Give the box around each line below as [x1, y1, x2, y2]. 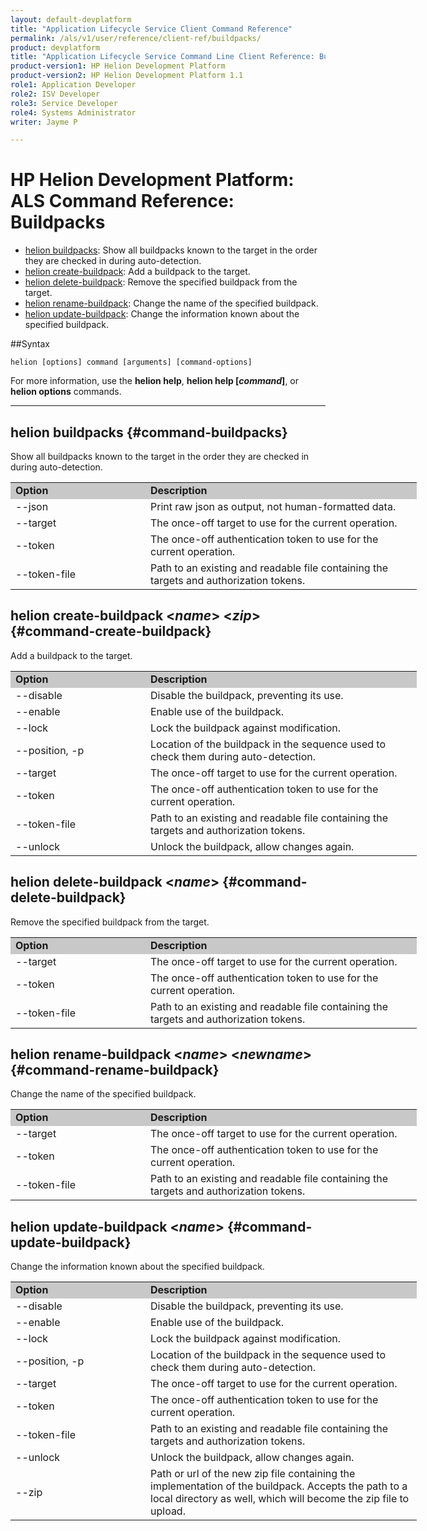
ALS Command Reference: [10, 190, 235, 213]
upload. [150, 1504, 186, 1518]
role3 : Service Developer [10, 98, 118, 108]
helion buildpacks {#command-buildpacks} [10, 424, 288, 441]
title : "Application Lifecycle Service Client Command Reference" [10, 24, 293, 34]
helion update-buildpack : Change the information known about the [24, 308, 300, 320]
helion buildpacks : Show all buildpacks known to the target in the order [24, 244, 318, 256]
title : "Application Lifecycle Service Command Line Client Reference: [10, 52, 315, 62]
